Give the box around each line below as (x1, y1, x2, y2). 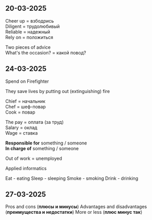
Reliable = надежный (5, 28, 50, 35)
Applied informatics (5, 165, 47, 171)
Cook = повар (5, 109, 35, 115)
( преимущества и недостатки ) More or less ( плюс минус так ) (5, 209, 143, 215)
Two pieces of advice (5, 44, 51, 50)
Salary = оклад (5, 124, 37, 131)
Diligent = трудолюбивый (5, 23, 60, 29)
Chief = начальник (5, 98, 46, 104)
